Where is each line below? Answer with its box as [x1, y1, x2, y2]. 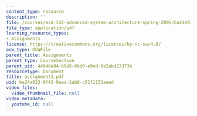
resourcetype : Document [6, 69, 64, 74]
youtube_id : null [11, 101, 54, 107]
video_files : [6, 85, 38, 91]
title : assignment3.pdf [6, 74, 64, 80]
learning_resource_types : [6, 30, 69, 36]
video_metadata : [6, 95, 46, 101]
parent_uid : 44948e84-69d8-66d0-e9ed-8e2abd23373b [6, 63, 133, 69]
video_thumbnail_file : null [11, 90, 80, 96]
